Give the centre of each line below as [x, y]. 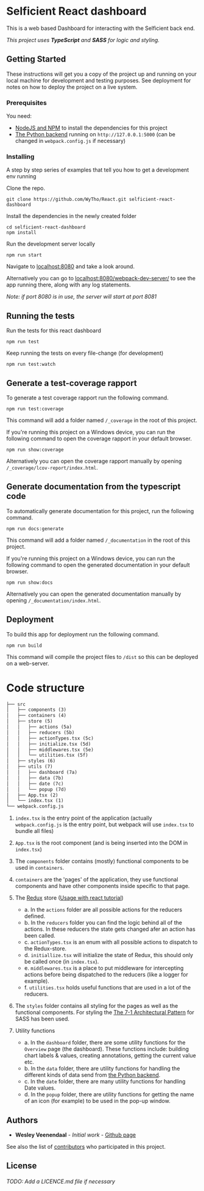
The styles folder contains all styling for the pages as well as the [97, 1006]
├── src [16, 704]
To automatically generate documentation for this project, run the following [100, 511]
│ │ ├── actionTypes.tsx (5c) [50, 738]
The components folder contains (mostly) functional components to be [102, 861]
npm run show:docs [30, 582]
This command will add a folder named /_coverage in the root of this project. [102, 420]
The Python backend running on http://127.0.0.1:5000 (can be [95, 134]
